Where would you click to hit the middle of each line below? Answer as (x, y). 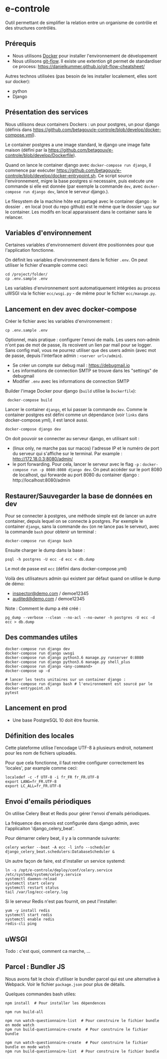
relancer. (14, 217)
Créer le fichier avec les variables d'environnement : (59, 321)
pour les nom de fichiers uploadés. (41, 753)
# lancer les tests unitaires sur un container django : (66, 679)
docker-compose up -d (28, 671)
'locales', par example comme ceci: (41, 768)
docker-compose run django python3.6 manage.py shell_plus (68, 662)
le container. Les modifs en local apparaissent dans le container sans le (79, 212)
